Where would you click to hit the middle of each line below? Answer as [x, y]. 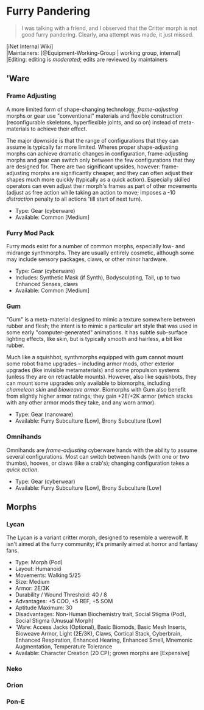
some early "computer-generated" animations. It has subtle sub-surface [97, 332]
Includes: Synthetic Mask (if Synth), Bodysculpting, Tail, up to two [98, 277]
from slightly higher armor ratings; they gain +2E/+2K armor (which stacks [100, 396]
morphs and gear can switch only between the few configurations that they [101, 160]
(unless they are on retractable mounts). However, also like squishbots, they [101, 377]
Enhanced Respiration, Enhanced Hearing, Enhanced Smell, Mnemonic [104, 640]
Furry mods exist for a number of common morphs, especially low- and [96, 246]
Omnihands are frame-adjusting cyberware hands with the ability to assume [102, 450]
